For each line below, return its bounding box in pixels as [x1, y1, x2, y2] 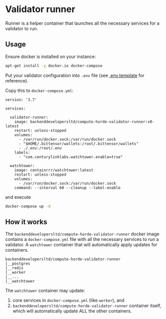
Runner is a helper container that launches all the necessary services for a [5, 20, 160, 26]
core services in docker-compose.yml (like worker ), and [12, 297, 125, 303]
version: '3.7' [5, 97, 37, 102]
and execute [5, 194, 31, 200]
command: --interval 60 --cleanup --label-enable [14, 185, 121, 190]
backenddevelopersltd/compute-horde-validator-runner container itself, [12, 303, 161, 309]
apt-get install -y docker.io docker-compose [5, 63, 102, 68]
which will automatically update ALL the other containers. [12, 308, 132, 314]
